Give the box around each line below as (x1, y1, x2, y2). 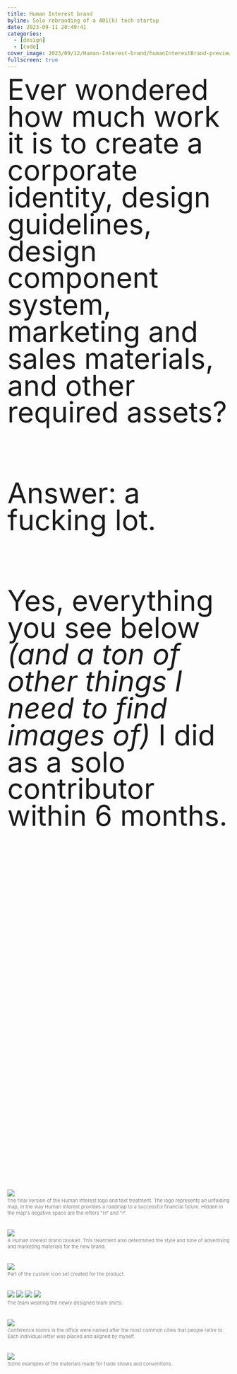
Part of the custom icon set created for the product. (7, 1271, 126, 1278)
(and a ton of (7, 636, 181, 672)
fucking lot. (7, 502, 157, 537)
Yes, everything (7, 583, 214, 618)
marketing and (7, 314, 199, 349)
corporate (7, 153, 138, 188)
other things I (7, 663, 183, 699)
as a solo (7, 744, 126, 779)
